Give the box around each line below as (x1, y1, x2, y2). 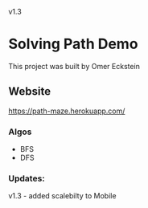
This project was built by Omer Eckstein (8, 61, 141, 71)
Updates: (8, 173, 46, 184)
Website (8, 84, 51, 99)
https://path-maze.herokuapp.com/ (8, 106, 125, 116)
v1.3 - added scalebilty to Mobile (8, 191, 117, 201)
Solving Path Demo (8, 35, 138, 53)
